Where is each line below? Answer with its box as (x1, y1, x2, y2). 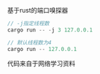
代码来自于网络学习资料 (7, 59, 75, 68)
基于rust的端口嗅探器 (7, 6, 68, 14)
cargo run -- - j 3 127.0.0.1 (7, 27, 93, 34)
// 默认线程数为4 (7, 39, 51, 46)
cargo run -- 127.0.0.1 (7, 45, 77, 52)
